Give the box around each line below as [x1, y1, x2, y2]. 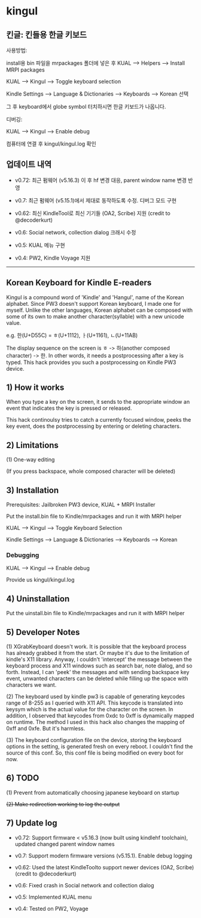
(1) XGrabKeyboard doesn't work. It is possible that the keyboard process [6, 643, 187, 650]
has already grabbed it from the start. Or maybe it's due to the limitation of [6, 649, 190, 656]
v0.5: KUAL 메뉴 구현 [14, 242, 65, 249]
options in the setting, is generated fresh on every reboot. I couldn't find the [6, 743, 193, 750]
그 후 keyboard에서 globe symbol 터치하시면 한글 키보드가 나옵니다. [6, 103, 166, 110]
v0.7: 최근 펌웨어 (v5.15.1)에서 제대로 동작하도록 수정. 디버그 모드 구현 [14, 196, 177, 204]
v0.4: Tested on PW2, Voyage [14, 905, 89, 912]
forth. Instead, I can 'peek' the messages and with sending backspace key [6, 668, 190, 675]
